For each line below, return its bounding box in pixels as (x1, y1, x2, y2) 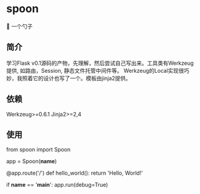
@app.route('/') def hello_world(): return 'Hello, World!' (6, 169, 144, 177)
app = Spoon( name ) (6, 158, 57, 165)
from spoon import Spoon (6, 146, 71, 153)
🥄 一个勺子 (6, 22, 33, 30)
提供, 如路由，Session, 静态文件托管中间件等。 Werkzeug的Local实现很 (6, 67, 184, 74)
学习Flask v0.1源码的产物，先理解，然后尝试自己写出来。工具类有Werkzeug (6, 59, 194, 67)
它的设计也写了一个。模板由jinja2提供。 (32, 75, 132, 82)
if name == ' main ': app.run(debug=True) (6, 181, 108, 189)
